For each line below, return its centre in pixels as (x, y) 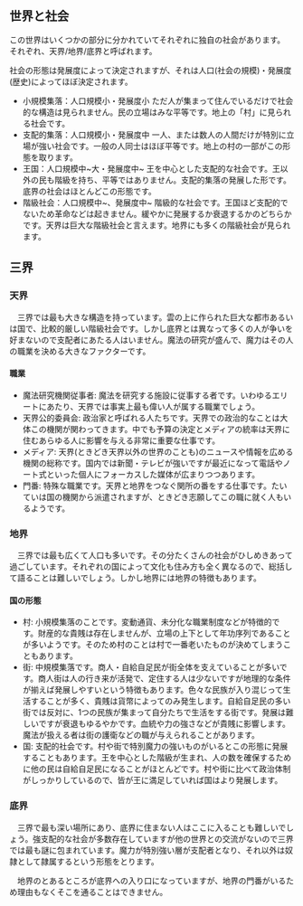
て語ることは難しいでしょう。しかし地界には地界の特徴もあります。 (136, 578)
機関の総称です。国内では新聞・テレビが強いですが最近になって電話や (152, 463)
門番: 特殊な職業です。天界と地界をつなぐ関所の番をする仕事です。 (147, 486)
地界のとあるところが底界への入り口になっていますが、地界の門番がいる (151, 881)
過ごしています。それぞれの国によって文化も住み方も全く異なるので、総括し (151, 566)
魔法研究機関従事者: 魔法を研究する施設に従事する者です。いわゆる (147, 395)
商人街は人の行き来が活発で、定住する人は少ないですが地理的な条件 (164, 679)
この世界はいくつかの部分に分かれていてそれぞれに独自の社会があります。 (147, 40)
